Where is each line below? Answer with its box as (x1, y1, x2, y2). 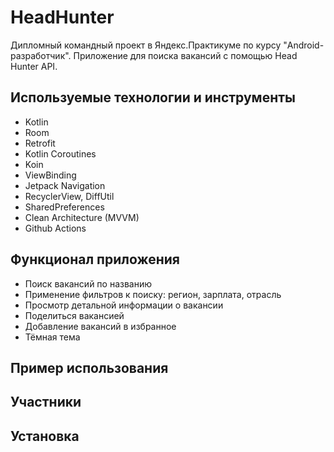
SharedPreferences (24, 201, 105, 213)
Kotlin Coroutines (24, 147, 97, 160)
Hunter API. (10, 60, 58, 72)
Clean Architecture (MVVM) (24, 211, 140, 223)
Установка (10, 427, 80, 445)
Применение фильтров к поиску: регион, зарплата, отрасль (24, 288, 282, 300)
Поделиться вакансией (24, 309, 125, 321)
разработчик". (10, 49, 72, 61)
